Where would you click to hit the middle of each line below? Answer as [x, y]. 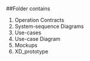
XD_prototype [31, 52]
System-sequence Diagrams [49, 26]
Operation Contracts [39, 20]
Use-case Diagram [37, 39]
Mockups [26, 45]
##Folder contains [28, 9]
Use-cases [28, 33]
